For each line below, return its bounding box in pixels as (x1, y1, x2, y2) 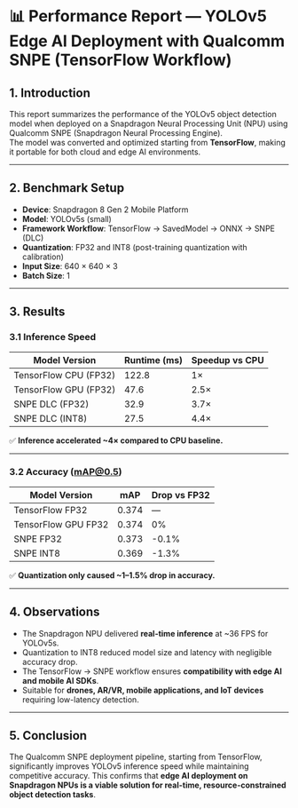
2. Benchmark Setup (9, 180, 125, 195)
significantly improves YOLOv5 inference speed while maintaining (9, 761, 250, 772)
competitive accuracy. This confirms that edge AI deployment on (9, 771, 248, 781)
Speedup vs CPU (191, 353, 264, 366)
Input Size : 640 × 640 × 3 (21, 260, 118, 271)
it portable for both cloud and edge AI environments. (9, 147, 201, 157)
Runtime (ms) (123, 353, 184, 366)
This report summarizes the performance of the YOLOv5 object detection (9, 109, 277, 119)
